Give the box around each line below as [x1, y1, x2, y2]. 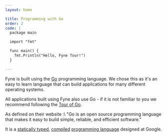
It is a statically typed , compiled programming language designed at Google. [5, 126, 162, 132]
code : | [5, 25, 21, 30]
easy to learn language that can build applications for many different [5, 81, 146, 87]
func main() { [9, 48, 39, 53]
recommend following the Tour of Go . [5, 101, 82, 107]
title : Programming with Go [5, 16, 64, 21]
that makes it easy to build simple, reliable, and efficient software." [5, 116, 142, 122]
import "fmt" [9, 39, 37, 44]
